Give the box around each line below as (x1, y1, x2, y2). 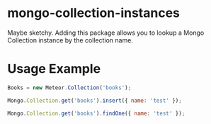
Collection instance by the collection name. (7, 35, 133, 44)
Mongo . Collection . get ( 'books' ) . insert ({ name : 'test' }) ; (7, 97, 182, 104)
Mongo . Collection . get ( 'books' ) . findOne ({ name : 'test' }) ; (7, 110, 186, 117)
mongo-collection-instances (7, 5, 181, 21)
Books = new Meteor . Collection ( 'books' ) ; (7, 84, 132, 91)
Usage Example (7, 61, 101, 77)
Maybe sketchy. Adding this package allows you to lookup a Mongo (7, 28, 205, 37)
